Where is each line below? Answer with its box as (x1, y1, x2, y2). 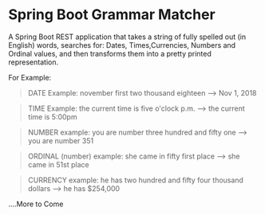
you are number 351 (27, 135, 94, 145)
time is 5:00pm (27, 111, 77, 121)
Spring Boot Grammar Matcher (8, 6, 216, 24)
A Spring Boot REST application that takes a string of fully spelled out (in (8, 32, 247, 41)
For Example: (8, 72, 52, 82)
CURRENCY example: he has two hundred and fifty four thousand (27, 175, 243, 185)
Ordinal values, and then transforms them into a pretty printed (8, 49, 212, 58)
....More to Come (8, 199, 64, 209)
